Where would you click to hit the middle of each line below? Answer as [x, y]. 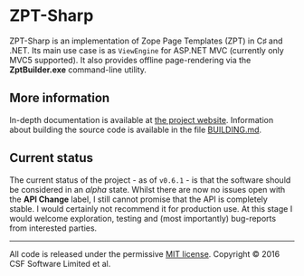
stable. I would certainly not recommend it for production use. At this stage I [151, 208]
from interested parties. [53, 228]
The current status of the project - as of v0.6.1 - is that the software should [150, 180]
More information [60, 98]
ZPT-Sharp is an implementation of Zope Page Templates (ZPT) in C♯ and [146, 41]
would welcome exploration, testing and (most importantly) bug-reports [143, 218]
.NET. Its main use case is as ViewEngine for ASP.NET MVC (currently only [147, 50]
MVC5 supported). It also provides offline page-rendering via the [130, 60]
